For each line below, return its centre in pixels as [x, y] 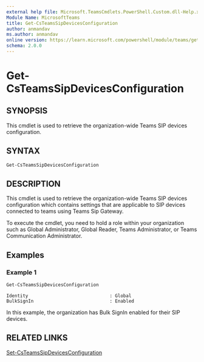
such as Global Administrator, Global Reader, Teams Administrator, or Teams [102, 230]
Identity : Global [69, 296]
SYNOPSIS [27, 111]
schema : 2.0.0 [24, 46]
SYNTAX [23, 151]
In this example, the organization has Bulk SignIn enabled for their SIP [93, 312]
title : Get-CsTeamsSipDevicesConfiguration [62, 23]
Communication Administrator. [44, 236]
